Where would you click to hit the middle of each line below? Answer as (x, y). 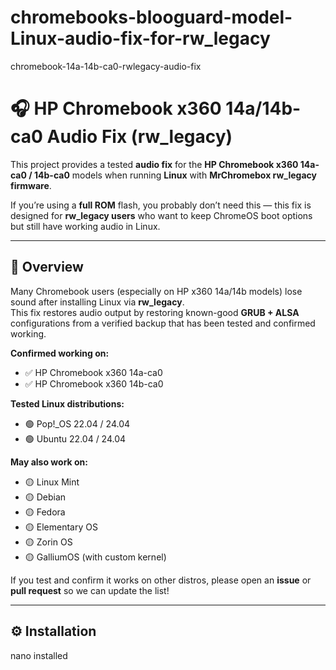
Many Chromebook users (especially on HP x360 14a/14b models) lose (156, 291)
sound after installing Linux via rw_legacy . (97, 302)
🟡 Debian (45, 497)
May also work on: (49, 462)
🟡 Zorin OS (48, 542)
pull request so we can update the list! (90, 590)
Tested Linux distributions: (67, 403)
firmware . (31, 185)
